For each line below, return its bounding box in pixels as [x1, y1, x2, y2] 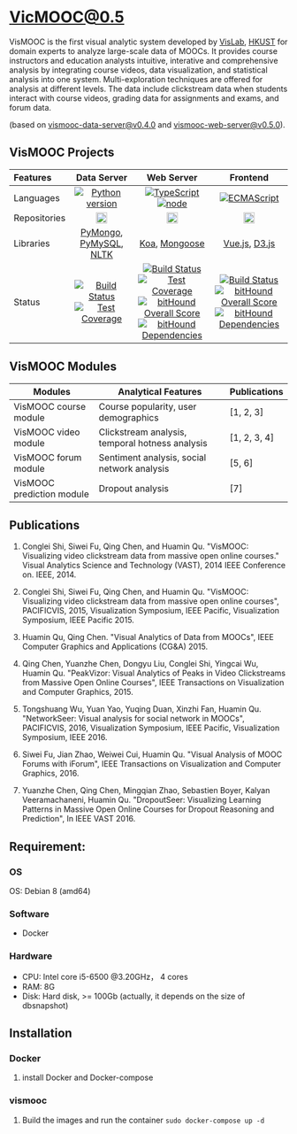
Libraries [13, 237, 50, 250]
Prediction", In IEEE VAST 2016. [21, 814, 136, 824]
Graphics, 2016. [21, 768, 80, 779]
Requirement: [9, 839, 87, 854]
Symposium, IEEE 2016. [21, 732, 108, 743]
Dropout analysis [98, 482, 170, 494]
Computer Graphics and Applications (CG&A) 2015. [21, 641, 209, 652]
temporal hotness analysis [98, 436, 208, 449]
